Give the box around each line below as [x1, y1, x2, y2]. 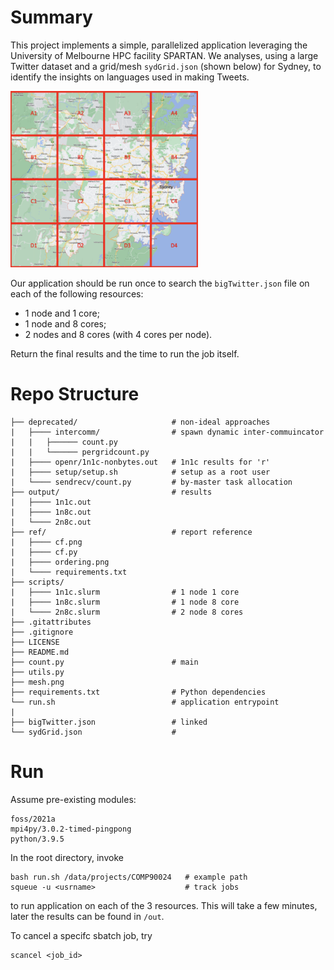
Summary [10, 6, 93, 29]
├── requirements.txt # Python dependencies [10, 687, 267, 698]
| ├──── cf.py [10, 547, 78, 558]
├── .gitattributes [10, 617, 92, 628]
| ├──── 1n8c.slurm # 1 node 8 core [10, 597, 240, 608]
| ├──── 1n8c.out [10, 507, 92, 518]
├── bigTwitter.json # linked [10, 717, 208, 728]
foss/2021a [10, 814, 56, 824]
